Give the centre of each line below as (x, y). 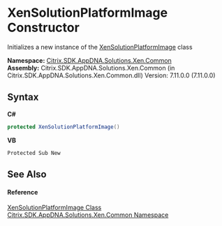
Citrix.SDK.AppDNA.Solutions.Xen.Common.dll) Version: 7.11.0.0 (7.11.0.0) (111, 75)
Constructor (44, 28)
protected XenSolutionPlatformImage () (64, 127)
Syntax (23, 97)
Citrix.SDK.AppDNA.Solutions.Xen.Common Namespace (88, 215)
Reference (23, 192)
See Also (27, 175)
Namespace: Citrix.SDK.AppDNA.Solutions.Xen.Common (90, 60)
